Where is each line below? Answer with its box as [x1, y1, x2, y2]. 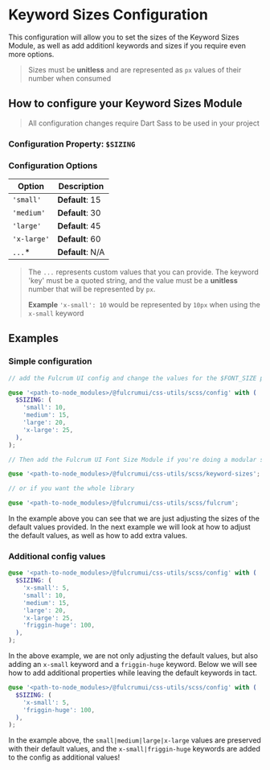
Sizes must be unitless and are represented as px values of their [27, 64, 242, 74]
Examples [8, 331, 59, 345]
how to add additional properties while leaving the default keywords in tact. [8, 668, 257, 677]
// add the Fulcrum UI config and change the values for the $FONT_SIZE [8, 374, 257, 382]
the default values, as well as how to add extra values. [8, 531, 188, 541]
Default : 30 [57, 207, 101, 218]
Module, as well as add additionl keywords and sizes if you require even [8, 40, 247, 50]
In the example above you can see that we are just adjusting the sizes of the [8, 513, 260, 524]
